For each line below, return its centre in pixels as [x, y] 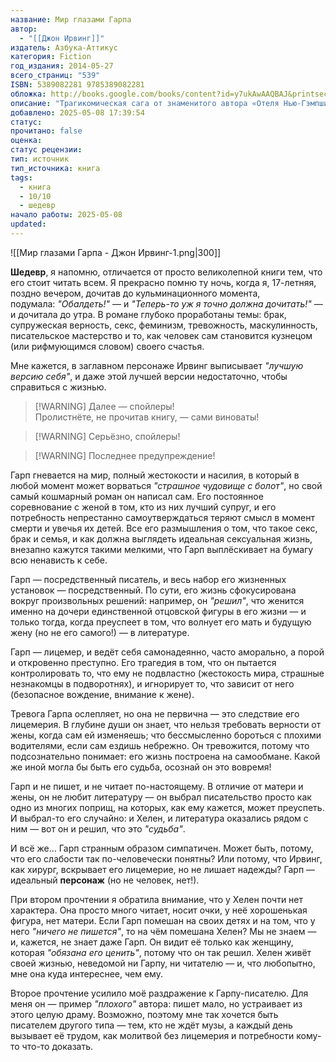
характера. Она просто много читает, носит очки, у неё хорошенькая [159, 910]
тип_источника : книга [55, 168]
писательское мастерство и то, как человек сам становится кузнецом [161, 335]
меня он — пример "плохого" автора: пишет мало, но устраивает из [156, 1003]
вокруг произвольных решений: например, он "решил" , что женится [157, 600]
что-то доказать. [57, 1046]
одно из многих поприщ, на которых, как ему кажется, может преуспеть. [167, 807]
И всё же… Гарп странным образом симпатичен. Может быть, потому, [162, 848]
